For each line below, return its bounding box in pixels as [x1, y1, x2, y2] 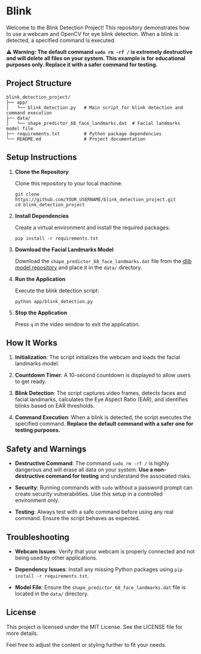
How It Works [6, 338, 58, 348]
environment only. [14, 497, 60, 504]
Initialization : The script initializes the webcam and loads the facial [14, 354, 181, 361]
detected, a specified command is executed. [6, 36, 116, 44]
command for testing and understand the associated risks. [45, 472, 191, 479]
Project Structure [6, 78, 72, 88]
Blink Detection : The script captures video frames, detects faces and [14, 390, 187, 397]
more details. [6, 629, 39, 637]
